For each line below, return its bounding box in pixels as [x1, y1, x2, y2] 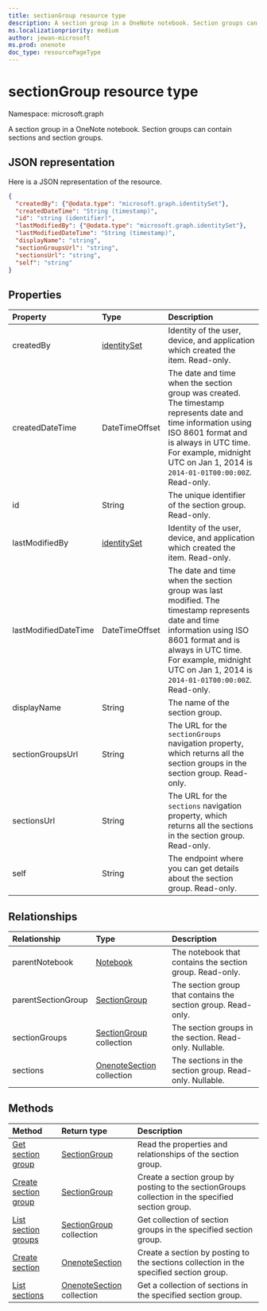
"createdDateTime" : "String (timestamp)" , [15, 207, 158, 215]
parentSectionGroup [12, 994, 89, 1005]
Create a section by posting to [137, 1247, 250, 1258]
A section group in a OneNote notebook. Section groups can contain [8, 124, 232, 133]
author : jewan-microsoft [8, 33, 91, 42]
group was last [168, 585, 223, 596]
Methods [8, 1101, 54, 1116]
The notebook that [172, 947, 241, 958]
